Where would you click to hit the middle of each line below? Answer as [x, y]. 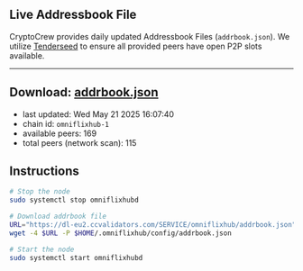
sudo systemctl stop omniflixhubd [74, 200]
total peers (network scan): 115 [79, 142]
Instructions [44, 172]
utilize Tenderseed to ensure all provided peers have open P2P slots [136, 46]
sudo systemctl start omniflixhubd [76, 257]
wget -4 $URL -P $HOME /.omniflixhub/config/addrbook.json [120, 233]
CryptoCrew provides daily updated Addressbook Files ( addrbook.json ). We [150, 36]
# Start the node [42, 249]
